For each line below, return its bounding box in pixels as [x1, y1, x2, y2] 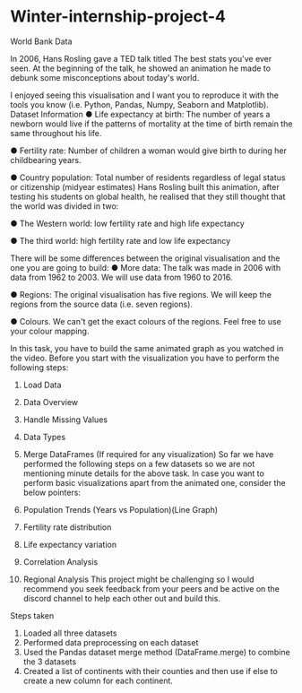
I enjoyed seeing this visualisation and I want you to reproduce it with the [10, 90, 279, 100]
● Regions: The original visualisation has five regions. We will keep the [10, 289, 272, 299]
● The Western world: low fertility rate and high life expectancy [10, 218, 245, 229]
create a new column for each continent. [22, 675, 174, 686]
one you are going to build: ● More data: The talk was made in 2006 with [10, 262, 281, 273]
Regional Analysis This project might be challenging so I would [22, 574, 255, 585]
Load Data [22, 379, 62, 390]
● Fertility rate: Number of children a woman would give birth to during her [10, 145, 288, 156]
